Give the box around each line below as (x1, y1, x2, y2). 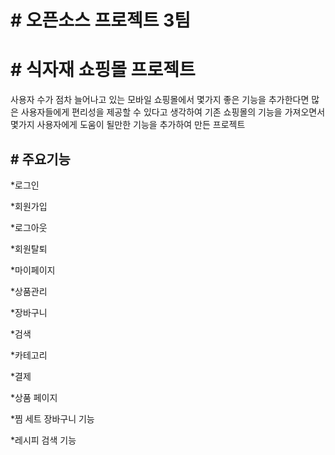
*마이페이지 (10, 264, 56, 276)
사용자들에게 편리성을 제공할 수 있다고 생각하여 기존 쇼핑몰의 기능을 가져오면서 (20, 106, 326, 118)
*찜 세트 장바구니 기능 (10, 412, 95, 425)
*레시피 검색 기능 (10, 434, 77, 446)
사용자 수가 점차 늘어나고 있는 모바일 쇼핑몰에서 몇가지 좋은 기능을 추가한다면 (10, 94, 310, 106)
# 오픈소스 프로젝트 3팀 (10, 9, 191, 32)
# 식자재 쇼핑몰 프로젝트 (10, 59, 196, 81)
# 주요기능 (10, 151, 71, 168)
